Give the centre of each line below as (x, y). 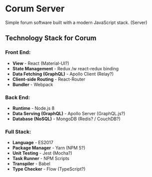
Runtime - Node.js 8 (33, 108)
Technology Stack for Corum (51, 38)
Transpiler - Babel (31, 164)
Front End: (18, 52)
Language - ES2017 (33, 143)
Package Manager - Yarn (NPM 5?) (49, 148)
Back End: (18, 97)
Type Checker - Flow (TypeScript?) (49, 169)
